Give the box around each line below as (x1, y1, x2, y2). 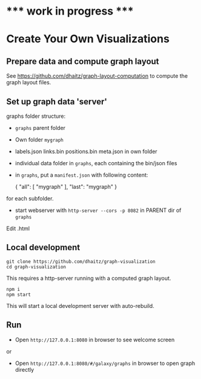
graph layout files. (6, 79, 51, 86)
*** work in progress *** (6, 4, 134, 18)
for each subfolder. (6, 195, 54, 202)
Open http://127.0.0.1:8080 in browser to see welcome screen (15, 336, 175, 343)
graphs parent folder (15, 125, 65, 131)
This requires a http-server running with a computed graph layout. (6, 275, 171, 282)
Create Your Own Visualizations (6, 32, 170, 46)
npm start (6, 292, 31, 298)
